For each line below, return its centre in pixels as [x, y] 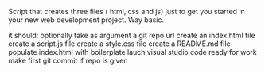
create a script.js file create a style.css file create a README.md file [119, 44]
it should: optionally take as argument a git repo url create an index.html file [132, 35]
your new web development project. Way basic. [86, 20]
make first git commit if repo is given [68, 60]
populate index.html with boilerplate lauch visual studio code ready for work [132, 52]
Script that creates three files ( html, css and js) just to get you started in [127, 12]
